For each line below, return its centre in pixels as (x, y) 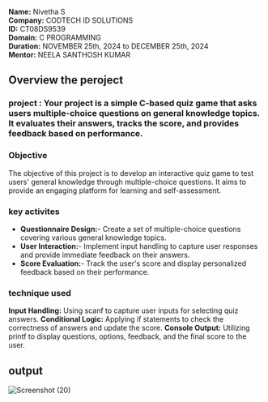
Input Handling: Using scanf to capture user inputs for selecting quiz (123, 310)
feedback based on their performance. (85, 272)
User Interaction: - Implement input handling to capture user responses (139, 246)
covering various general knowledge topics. (93, 237)
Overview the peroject (66, 80)
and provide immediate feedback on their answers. (105, 254)
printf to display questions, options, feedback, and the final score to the (128, 336)
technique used (40, 293)
